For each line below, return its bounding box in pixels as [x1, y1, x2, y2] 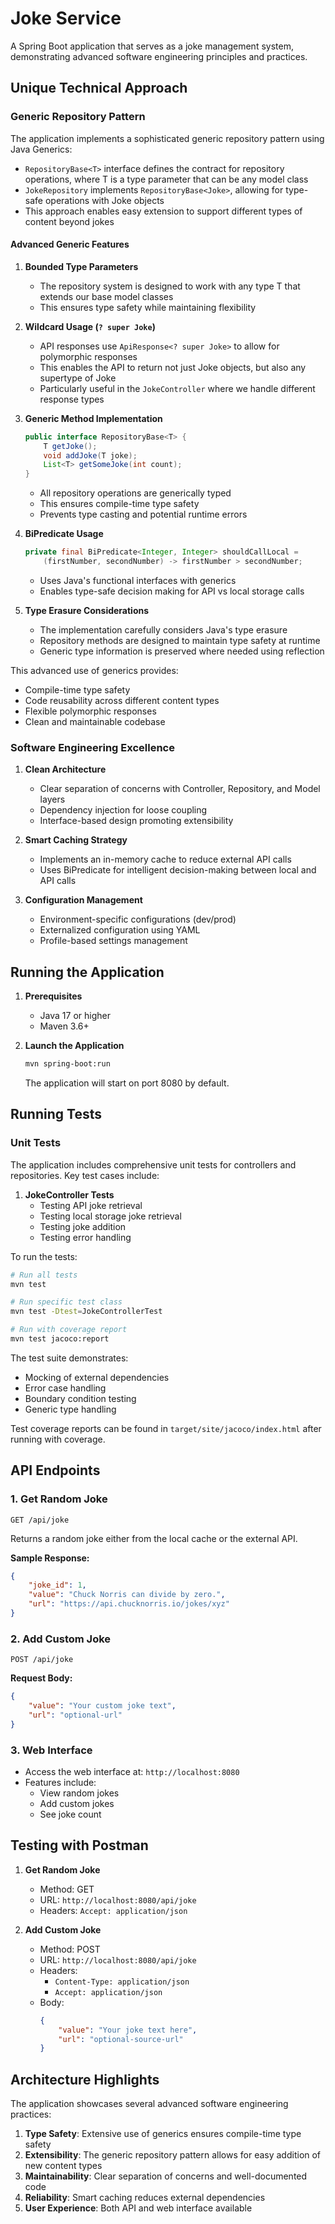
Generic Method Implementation [24, 412, 163, 424]
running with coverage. [10, 1433, 106, 1445]
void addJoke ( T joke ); [43, 450, 138, 461]
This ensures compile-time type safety [39, 498, 200, 510]
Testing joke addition [39, 1220, 127, 1232]
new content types [24, 2160, 103, 2172]
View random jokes [39, 1787, 120, 1799]
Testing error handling [39, 1231, 132, 1243]
